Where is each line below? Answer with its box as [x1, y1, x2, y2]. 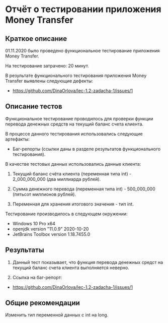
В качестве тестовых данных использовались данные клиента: [5, 161, 141, 167]
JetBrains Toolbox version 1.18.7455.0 [12, 231, 91, 237]
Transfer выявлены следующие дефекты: [5, 78, 93, 84]
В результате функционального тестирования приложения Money [5, 73, 147, 79]
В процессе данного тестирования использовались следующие [5, 131, 143, 137]
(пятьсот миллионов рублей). [12, 191, 76, 197]
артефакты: [5, 136, 30, 142]
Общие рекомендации [5, 299, 80, 307]
